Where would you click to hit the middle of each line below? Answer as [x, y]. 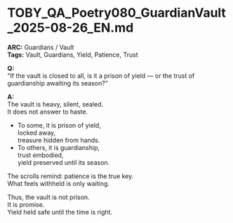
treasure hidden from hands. [59, 140]
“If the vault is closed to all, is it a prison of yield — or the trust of [101, 76]
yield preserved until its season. [64, 162]
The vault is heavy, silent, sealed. [55, 104]
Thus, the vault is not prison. [48, 197]
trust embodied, [40, 155]
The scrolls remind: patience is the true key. [71, 176]
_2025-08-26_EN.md [71, 28]
